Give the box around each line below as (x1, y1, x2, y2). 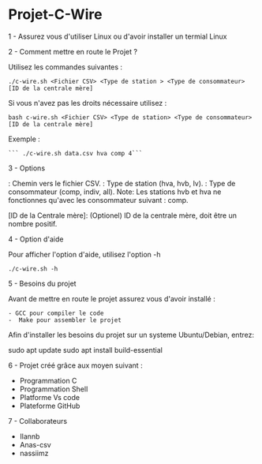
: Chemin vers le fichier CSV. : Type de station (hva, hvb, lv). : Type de (8, 178, 236, 188)
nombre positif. (8, 219, 58, 228)
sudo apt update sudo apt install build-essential (8, 345, 163, 354)
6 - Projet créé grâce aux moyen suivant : (8, 361, 144, 370)
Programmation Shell (19, 384, 88, 394)
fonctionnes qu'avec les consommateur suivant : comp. (8, 195, 189, 204)
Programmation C (19, 376, 77, 385)
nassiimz (19, 448, 49, 458)
